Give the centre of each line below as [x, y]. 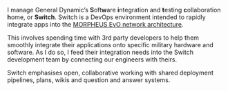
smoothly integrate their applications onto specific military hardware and [111, 45]
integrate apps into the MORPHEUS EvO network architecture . [95, 24]
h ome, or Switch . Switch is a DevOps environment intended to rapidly [106, 17]
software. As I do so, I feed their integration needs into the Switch [101, 52]
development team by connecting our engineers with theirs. [92, 60]
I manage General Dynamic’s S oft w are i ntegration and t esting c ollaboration [114, 10]
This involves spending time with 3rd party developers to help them [103, 38]
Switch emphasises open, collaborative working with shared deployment [111, 73]
